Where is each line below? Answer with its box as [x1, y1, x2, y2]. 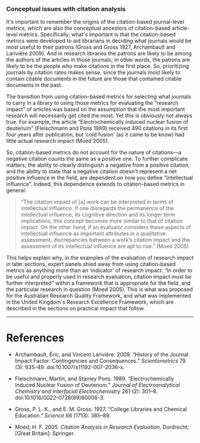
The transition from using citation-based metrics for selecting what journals [6, 93, 192, 100]
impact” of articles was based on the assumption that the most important [6, 106, 186, 113]
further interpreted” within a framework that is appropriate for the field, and [6, 279, 191, 287]
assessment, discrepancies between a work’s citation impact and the [20, 236, 190, 244]
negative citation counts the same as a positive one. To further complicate [6, 155, 188, 163]
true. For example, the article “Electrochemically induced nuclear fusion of [6, 118, 189, 126]
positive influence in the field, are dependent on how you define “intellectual [6, 174, 193, 182]
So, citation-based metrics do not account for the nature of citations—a [6, 149, 182, 156]
